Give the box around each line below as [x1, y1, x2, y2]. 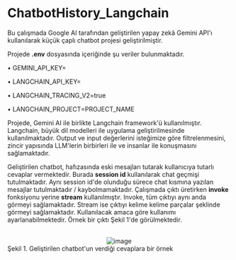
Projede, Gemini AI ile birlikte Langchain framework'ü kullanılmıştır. [7, 119, 202, 127]
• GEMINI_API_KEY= [7, 63, 67, 72]
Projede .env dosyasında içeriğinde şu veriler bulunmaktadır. [7, 50, 185, 58]
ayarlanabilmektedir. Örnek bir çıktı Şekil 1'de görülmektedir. [7, 215, 182, 224]
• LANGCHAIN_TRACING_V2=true [7, 91, 106, 99]
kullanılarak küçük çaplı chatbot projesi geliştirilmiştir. [7, 36, 163, 44]
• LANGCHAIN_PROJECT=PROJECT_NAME [7, 104, 135, 113]
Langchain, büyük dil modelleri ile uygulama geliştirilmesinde [7, 126, 185, 134]
